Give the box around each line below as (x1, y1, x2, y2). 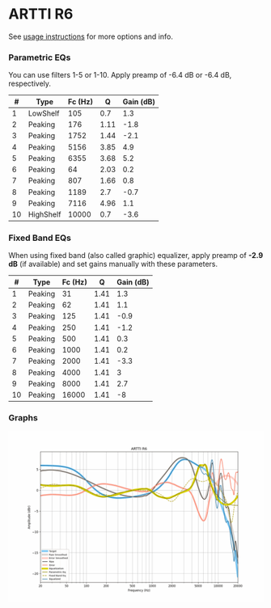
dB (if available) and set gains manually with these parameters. (8, 260, 218, 269)
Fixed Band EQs (8, 232, 71, 243)
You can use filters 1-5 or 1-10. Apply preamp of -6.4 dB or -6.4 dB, (8, 70, 232, 80)
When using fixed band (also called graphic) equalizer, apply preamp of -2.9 (8, 251, 264, 260)
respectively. (8, 78, 51, 89)
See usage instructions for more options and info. (8, 32, 174, 41)
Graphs (8, 412, 38, 424)
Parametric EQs (8, 52, 71, 63)
